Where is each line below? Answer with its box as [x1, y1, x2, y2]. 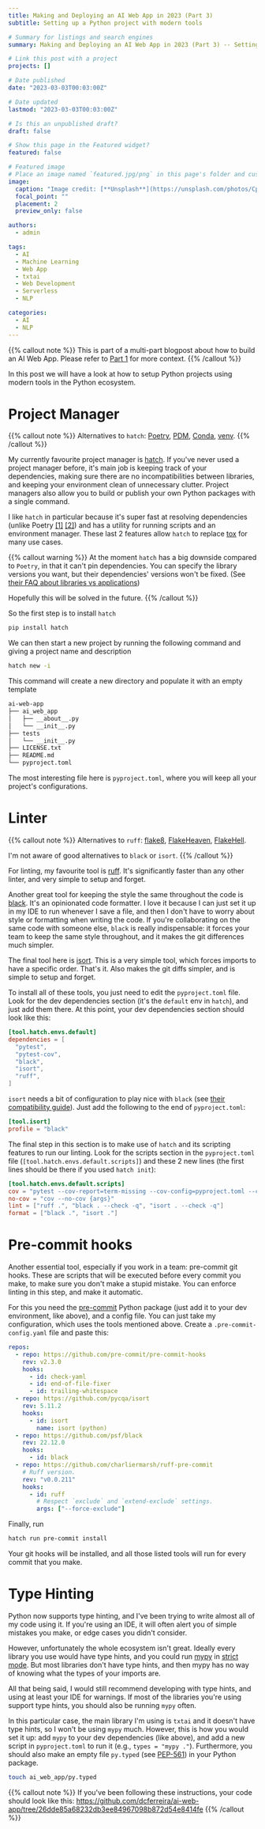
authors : [8, 222, 37, 229]
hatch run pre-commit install [8, 1535, 108, 1543]
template [8, 685, 37, 695]
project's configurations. [8, 782, 88, 791]
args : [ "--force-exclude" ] [36, 1505, 125, 1513]
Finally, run [8, 1520, 44, 1529]
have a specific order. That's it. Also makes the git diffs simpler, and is [8, 964, 236, 973]
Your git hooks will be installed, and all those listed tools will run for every [8, 1549, 247, 1558]
